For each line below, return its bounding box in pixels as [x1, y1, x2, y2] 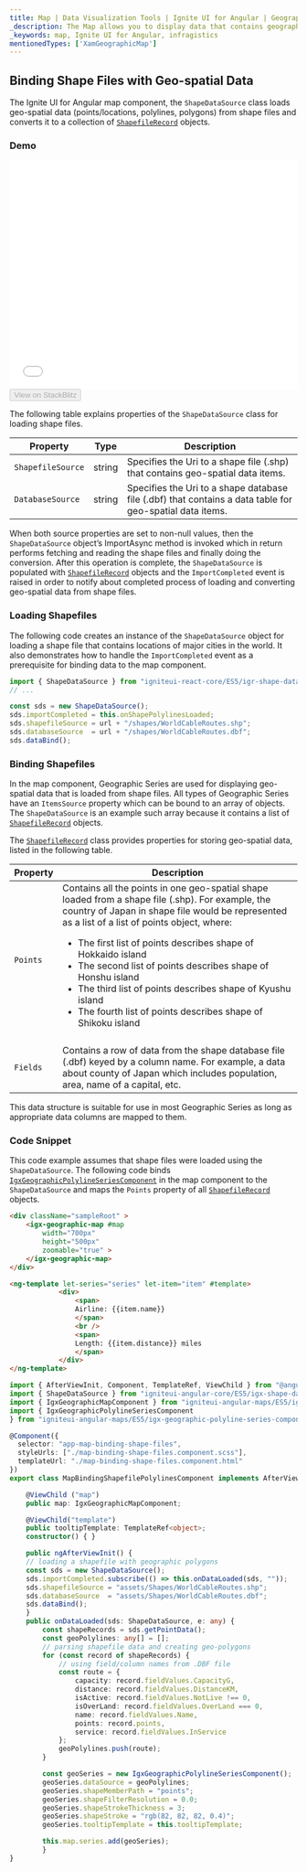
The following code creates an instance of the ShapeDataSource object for [9, 630, 285, 641]
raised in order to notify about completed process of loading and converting [9, 577, 295, 588]
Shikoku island [77, 1017, 141, 1030]
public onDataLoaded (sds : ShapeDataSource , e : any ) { [26, 1617, 235, 1626]
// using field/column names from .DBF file [58, 1659, 231, 1669]
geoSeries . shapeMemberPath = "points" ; [42, 1786, 195, 1795]
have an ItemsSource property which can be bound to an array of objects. [9, 797, 286, 809]
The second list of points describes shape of [77, 959, 270, 972]
